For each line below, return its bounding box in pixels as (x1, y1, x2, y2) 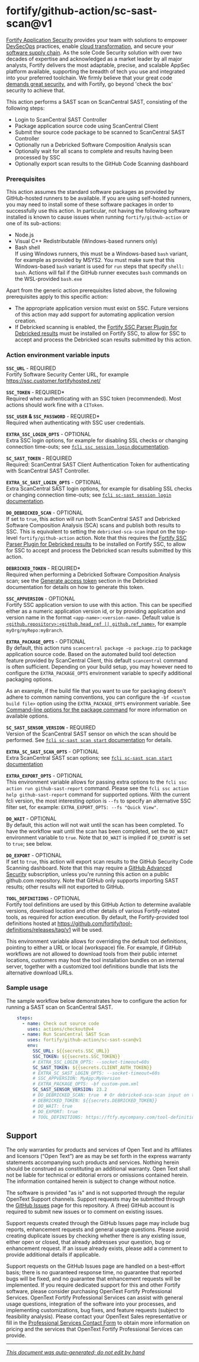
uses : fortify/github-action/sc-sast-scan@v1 (27, 1037, 142, 1043)
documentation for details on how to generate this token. (6, 583, 145, 590)
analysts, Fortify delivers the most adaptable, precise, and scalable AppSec (6, 61, 190, 69)
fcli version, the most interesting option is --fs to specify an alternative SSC (6, 797, 191, 804)
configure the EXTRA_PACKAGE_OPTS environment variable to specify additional (6, 669, 192, 676)
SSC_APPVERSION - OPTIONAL (6, 594, 75, 602)
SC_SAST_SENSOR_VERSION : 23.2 (32, 1086, 108, 1093)
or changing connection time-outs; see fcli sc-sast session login (6, 491, 172, 498)
